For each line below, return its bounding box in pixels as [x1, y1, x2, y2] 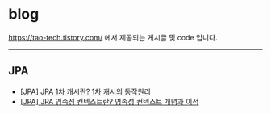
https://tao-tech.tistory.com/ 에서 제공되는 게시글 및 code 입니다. [8, 32, 218, 42]
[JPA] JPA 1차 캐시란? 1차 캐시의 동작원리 [19, 87, 151, 96]
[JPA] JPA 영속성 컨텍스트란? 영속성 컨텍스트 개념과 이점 [19, 96, 199, 106]
